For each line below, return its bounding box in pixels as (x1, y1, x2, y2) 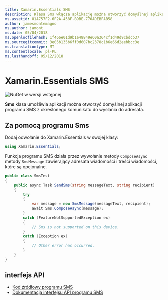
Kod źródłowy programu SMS (12, 284, 73, 290)
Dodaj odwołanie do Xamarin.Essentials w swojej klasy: (5, 134, 119, 140)
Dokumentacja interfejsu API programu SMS (12, 289, 103, 295)
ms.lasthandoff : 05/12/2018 (5, 53, 64, 59)
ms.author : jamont (5, 26, 43, 31)
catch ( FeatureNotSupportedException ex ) (23, 215, 111, 220)
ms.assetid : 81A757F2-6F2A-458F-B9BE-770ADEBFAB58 (5, 16, 113, 21)
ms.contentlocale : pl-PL (5, 49, 57, 54)
